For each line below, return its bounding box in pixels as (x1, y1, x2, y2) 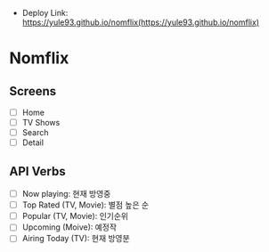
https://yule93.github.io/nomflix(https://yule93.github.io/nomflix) (21, 17, 260, 28)
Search (21, 127, 49, 138)
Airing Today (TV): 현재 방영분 (21, 233, 131, 244)
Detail (21, 137, 45, 148)
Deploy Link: (21, 8, 69, 18)
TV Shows (21, 118, 61, 128)
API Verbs (9, 164, 66, 179)
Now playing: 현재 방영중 (21, 189, 111, 199)
